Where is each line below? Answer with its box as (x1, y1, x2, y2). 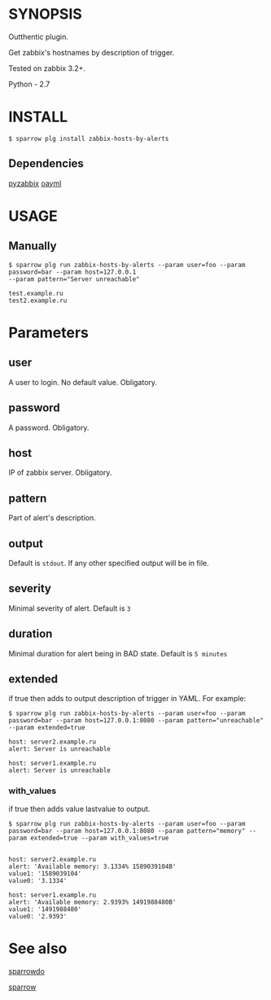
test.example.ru (8, 289, 63, 297)
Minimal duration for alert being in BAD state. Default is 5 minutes (8, 648, 228, 658)
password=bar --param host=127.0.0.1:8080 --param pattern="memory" (8, 827, 246, 835)
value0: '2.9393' (8, 912, 68, 920)
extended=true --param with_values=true (29, 834, 169, 842)
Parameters (8, 323, 90, 342)
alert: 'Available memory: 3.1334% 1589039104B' (8, 862, 177, 871)
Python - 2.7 (8, 79, 50, 89)
